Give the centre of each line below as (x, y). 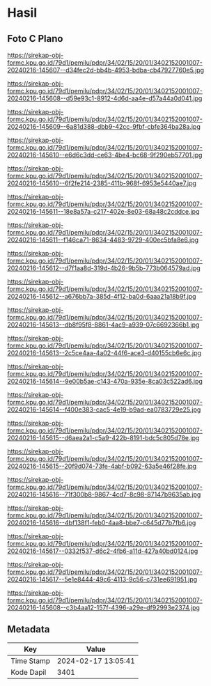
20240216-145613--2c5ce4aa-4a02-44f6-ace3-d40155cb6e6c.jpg (104, 353)
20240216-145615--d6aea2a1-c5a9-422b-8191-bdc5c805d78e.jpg (103, 438)
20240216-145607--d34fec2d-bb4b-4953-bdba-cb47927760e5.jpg (105, 70)
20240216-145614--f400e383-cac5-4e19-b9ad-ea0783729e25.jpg (104, 410)
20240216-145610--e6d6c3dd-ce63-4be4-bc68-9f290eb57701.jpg (105, 155)
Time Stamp (31, 661)
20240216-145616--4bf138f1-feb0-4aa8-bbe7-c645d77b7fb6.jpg (102, 523)
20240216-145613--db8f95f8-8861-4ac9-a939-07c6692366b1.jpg (103, 325)
